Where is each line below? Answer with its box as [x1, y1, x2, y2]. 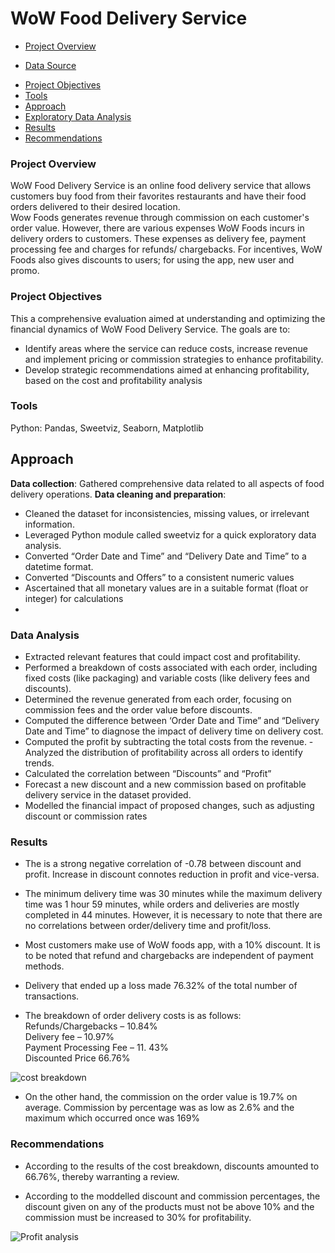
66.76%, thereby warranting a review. [24, 1170, 180, 1182]
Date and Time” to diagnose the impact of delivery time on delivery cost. [24, 725, 324, 737]
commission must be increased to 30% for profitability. [24, 1211, 252, 1223]
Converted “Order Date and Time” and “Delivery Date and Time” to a [24, 550, 307, 562]
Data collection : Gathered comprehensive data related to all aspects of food [10, 477, 325, 489]
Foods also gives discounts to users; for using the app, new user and [10, 254, 295, 266]
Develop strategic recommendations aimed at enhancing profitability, [24, 363, 310, 376]
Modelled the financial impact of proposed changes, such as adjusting [24, 799, 315, 811]
